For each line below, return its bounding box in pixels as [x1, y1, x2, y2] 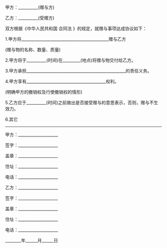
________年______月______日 [5, 238, 58, 243]
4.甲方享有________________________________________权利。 [5, 79, 119, 84]
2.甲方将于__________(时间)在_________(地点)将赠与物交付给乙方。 [5, 57, 136, 63]
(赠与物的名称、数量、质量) [5, 47, 61, 52]
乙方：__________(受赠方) [5, 15, 55, 21]
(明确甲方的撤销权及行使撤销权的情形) [5, 89, 83, 95]
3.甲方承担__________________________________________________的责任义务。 [5, 68, 152, 74]
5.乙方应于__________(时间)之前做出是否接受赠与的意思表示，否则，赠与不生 [5, 100, 159, 106]
